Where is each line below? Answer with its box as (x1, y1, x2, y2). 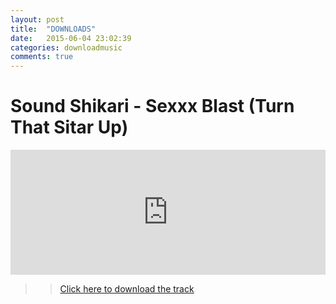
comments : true (10, 52, 74, 62)
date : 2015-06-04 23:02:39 (10, 33, 132, 43)
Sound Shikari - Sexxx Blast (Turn (10, 95, 295, 118)
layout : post (10, 14, 65, 25)
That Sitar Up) (10, 116, 129, 139)
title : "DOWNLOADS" (10, 24, 97, 34)
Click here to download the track (59, 283, 195, 295)
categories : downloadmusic (10, 42, 123, 53)
